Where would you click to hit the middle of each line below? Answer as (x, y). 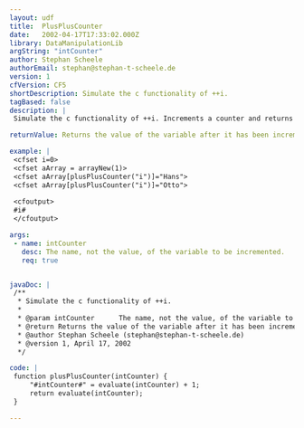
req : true (40, 260)
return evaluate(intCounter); (86, 394)
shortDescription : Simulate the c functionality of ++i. (119, 93)
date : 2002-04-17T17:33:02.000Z (75, 34)
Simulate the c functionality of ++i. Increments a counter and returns (153, 119)
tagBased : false (40, 102)
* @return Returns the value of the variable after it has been (141, 327)
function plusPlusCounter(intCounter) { (90, 376)
